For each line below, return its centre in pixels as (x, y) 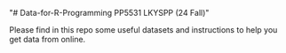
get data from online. (48, 39)
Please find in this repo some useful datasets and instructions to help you (143, 30)
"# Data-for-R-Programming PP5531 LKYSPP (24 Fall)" (109, 13)
